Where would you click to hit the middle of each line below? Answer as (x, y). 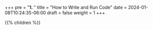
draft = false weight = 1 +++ (76, 13)
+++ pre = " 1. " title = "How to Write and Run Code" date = (66, 7)
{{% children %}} (23, 23)
